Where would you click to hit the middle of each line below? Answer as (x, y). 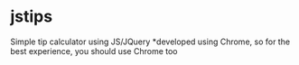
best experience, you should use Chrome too (94, 51)
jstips (32, 17)
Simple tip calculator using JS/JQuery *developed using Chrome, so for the (150, 42)
